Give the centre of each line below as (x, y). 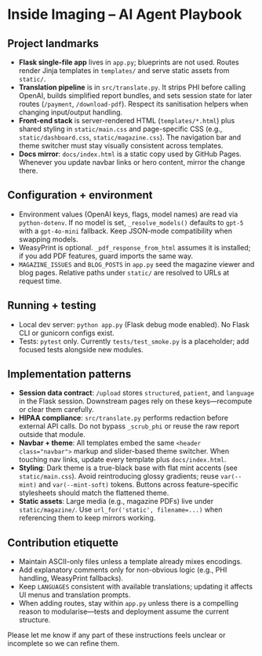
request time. (40, 281)
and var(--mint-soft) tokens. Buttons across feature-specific (138, 485)
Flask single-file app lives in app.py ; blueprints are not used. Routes (129, 62)
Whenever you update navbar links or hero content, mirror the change (132, 162)
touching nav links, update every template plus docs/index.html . (122, 460)
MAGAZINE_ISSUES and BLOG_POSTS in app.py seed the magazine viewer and (136, 264)
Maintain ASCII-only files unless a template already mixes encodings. (130, 562)
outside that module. (52, 435)
